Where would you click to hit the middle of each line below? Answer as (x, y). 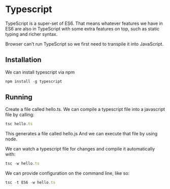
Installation (23, 60)
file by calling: (20, 115)
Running (19, 97)
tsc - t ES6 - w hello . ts (30, 183)
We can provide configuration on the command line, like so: (67, 173)
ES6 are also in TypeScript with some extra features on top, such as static (82, 28)
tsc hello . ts (19, 124)
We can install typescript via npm (40, 72)
